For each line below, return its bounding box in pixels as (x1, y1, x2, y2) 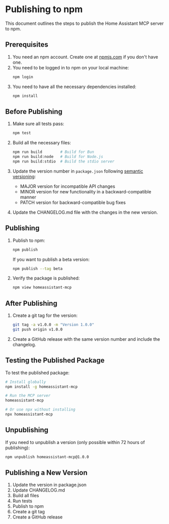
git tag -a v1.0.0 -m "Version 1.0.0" (12, 323, 94, 328)
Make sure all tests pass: (12, 120, 65, 127)
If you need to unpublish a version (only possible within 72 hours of (5, 439, 145, 445)
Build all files (12, 493, 39, 499)
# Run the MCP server (5, 393, 51, 398)
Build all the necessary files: (12, 140, 72, 146)
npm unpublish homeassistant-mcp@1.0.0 (5, 454, 89, 459)
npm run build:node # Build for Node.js (12, 154, 103, 159)
